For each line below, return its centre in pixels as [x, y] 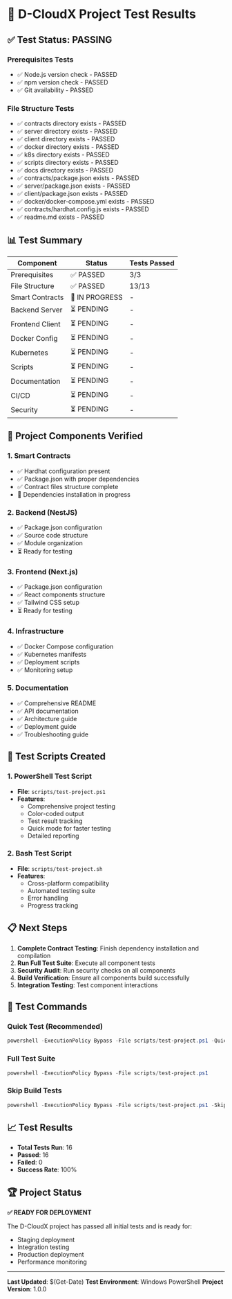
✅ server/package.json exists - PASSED [74, 186]
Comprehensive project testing [71, 806]
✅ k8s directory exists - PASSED [64, 154]
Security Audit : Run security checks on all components [96, 970]
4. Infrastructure [36, 631]
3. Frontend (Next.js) [42, 572]
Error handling [48, 898]
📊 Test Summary [45, 240]
